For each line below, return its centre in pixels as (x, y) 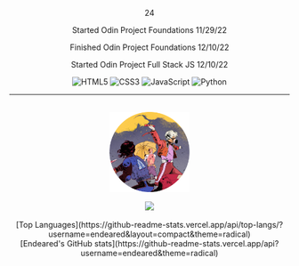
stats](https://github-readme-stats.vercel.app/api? (187, 243)
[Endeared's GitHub (57, 243)
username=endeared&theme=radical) (149, 253)
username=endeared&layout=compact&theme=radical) (149, 234)
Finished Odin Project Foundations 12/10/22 (149, 47)
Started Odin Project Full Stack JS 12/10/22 (149, 64)
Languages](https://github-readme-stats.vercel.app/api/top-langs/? (158, 224)
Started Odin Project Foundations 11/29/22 (149, 30)
